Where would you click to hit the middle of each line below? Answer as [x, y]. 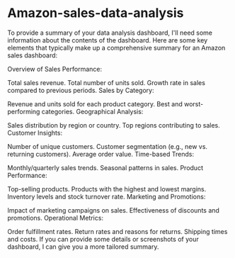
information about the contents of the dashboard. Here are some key [108, 40]
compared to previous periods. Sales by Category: [81, 90]
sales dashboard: [33, 55]
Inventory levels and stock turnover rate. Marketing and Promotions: [107, 196]
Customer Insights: [35, 133]
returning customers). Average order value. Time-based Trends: [101, 154]
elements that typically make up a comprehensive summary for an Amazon [116, 47]
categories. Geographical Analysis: [92, 111]
